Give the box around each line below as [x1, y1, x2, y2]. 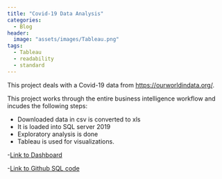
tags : [7, 42, 23, 49]
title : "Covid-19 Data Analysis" [7, 10, 104, 17]
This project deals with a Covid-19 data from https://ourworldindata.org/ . [7, 80, 215, 89]
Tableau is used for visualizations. [17, 137, 114, 146]
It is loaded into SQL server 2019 [17, 122, 111, 130]
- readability [13, 56, 54, 62]
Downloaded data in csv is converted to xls [17, 115, 141, 123]
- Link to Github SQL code [7, 164, 80, 172]
